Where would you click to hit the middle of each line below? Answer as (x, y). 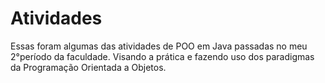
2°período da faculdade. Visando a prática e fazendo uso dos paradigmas (162, 56)
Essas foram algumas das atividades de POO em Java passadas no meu (159, 46)
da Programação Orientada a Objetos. (88, 67)
